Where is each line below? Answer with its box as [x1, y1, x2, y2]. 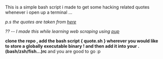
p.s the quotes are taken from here [5, 19, 77, 25]
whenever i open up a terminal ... [5, 9, 73, 15]
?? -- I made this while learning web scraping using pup [5, 29, 120, 34]
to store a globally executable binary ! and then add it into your [5, 43, 137, 49]
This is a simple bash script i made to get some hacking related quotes [5, 4, 150, 10]
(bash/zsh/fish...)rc [5, 49, 47, 54]
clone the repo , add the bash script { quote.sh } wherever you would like [5, 38, 159, 44]
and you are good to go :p [47, 49, 101, 54]
